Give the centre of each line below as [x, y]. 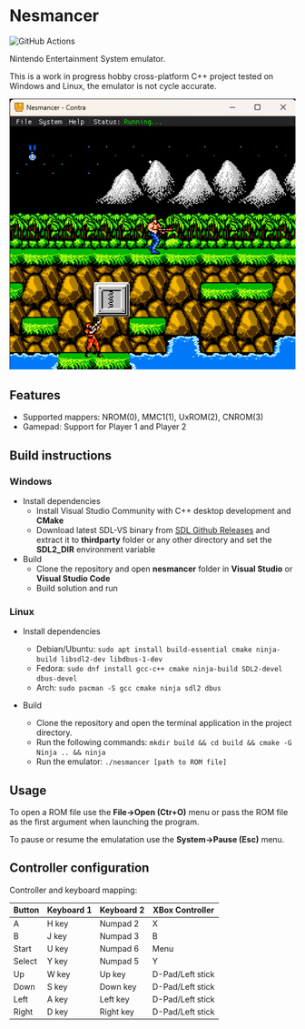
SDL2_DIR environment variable [96, 549]
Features [35, 395]
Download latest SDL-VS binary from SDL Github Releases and [153, 530]
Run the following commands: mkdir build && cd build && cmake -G [164, 742]
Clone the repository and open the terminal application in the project [164, 723]
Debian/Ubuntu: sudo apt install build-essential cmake [144, 649]
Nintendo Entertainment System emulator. [88, 58]
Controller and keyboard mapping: [74, 890]
